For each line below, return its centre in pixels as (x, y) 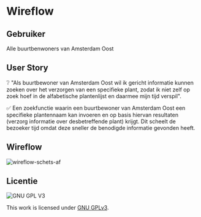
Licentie (22, 181)
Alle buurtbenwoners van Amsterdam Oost (60, 48)
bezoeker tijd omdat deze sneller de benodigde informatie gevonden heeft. (101, 128)
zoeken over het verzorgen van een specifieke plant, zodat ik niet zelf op (98, 89)
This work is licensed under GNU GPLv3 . (58, 208)
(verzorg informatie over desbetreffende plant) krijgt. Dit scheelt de (91, 121)
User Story (27, 68)
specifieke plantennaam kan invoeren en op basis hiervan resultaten (93, 115)
